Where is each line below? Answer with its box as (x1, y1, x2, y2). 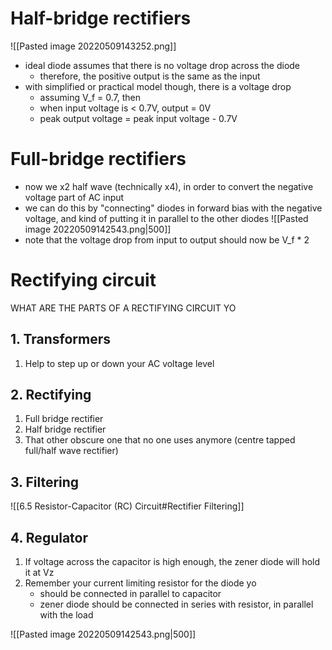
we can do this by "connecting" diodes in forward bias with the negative (24, 202, 323, 214)
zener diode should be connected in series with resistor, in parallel (39, 598, 314, 611)
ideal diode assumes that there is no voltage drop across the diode (24, 59, 301, 71)
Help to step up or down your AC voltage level (24, 357, 215, 369)
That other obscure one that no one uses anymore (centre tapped (24, 434, 296, 446)
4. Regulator (10, 529, 89, 546)
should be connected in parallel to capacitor (39, 588, 222, 600)
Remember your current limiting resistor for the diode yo (24, 577, 257, 589)
